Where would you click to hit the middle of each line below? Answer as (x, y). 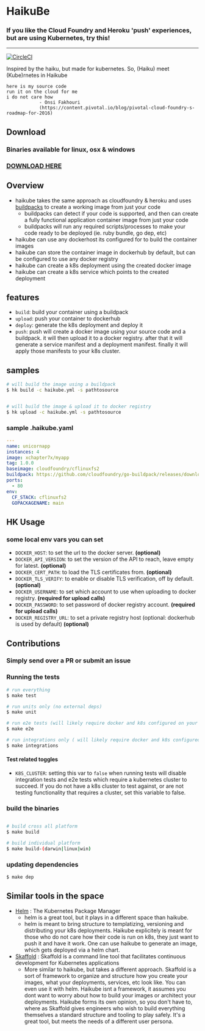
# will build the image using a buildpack (61, 384)
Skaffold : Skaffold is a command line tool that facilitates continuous (100, 956)
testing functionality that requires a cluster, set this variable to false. (100, 792)
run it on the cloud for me (42, 92)
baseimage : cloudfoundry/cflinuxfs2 (53, 469)
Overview (25, 185)
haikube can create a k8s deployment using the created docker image (103, 265)
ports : (15, 480)
